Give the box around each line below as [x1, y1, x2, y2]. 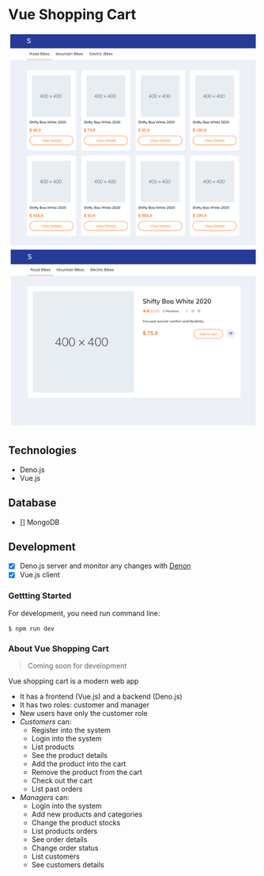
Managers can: [19, 793, 70, 802]
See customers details [31, 860, 104, 870]
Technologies [8, 444, 77, 457]
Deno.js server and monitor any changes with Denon [19, 561, 191, 571]
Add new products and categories [31, 809, 143, 819]
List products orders [31, 826, 98, 836]
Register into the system [31, 726, 111, 735]
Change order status [31, 844, 99, 853]
